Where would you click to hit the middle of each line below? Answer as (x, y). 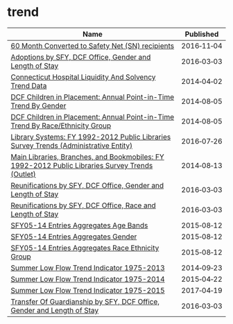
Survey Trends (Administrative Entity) (72, 145)
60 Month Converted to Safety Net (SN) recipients (93, 46)
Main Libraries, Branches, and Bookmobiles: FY (87, 157)
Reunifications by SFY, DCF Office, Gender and (87, 185)
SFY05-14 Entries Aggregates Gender (74, 237)
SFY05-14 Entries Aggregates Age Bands (79, 225)
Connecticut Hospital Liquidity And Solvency (83, 77)
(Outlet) (23, 174)
